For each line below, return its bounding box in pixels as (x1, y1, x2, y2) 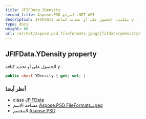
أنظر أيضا (5, 85, 26, 92)
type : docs (5, 21, 29, 27)
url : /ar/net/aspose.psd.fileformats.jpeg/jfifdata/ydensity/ (5, 31, 141, 36)
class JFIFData (12, 97, 45, 103)
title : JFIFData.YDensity (5, 7, 60, 13)
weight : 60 (5, 26, 29, 32)
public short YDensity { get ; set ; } (5, 73, 86, 78)
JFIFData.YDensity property (5, 50, 97, 58)
